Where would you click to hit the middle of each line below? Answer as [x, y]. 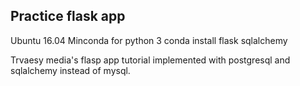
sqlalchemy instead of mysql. [70, 70]
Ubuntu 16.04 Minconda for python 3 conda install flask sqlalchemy [149, 40]
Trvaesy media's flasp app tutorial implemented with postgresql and [150, 60]
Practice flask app [68, 16]
